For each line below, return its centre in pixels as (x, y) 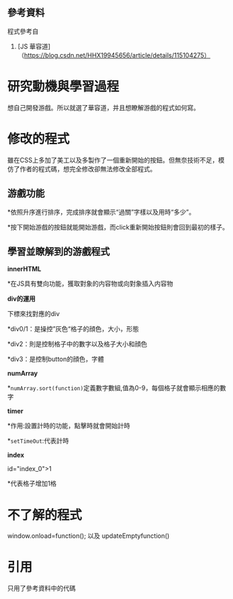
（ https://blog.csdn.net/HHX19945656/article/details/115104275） (114, 55)
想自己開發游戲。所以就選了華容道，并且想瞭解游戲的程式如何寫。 (103, 107)
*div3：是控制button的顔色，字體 (56, 359)
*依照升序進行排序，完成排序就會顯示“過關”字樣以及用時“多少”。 (101, 212)
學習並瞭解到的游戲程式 (58, 251)
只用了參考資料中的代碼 (41, 588)
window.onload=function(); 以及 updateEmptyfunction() (89, 536)
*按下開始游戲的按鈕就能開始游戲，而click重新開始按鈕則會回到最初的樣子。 (118, 227)
